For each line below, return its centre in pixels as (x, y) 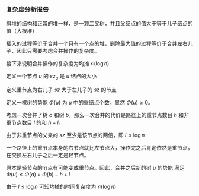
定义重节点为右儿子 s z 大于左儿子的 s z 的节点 (61, 90)
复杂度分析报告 (28, 9)
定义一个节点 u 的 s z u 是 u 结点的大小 (52, 77)
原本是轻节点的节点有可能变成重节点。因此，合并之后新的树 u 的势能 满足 (96, 168)
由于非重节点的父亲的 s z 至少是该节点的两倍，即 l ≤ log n (76, 135)
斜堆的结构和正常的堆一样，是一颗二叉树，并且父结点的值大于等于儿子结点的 (99, 23)
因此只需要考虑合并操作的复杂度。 (58, 51)
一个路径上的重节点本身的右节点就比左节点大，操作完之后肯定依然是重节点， (99, 148)
